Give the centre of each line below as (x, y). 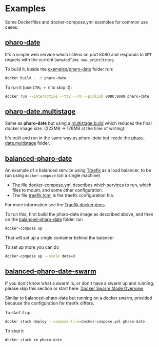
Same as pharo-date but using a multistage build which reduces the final (79, 123)
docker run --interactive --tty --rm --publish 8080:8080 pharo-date (77, 96)
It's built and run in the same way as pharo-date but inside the (68, 138)
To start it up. (18, 312)
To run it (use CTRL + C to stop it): (39, 87)
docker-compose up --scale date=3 (40, 256)
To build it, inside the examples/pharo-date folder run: (59, 69)
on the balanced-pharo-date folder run (44, 219)
